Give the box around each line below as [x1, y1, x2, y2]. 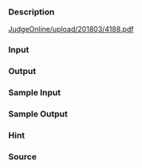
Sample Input [8, 87, 61, 98]
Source [8, 150, 37, 162]
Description [8, 6, 55, 18]
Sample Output [8, 108, 68, 119]
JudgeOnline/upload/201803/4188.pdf [8, 25, 134, 34]
